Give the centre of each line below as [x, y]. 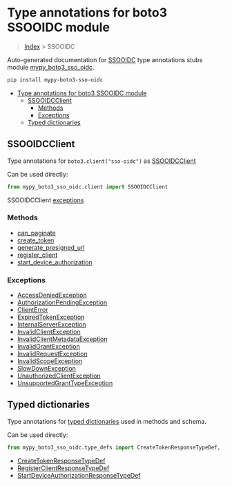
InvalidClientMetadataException [62, 339]
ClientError [32, 310]
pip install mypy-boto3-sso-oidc [55, 80]
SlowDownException [46, 369]
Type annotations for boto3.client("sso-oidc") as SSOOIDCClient [101, 161]
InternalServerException [51, 324]
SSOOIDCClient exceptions [46, 200]
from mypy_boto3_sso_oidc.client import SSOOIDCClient [88, 187]
